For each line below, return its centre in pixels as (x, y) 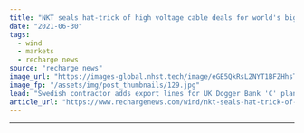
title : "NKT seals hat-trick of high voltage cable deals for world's (145, 18)
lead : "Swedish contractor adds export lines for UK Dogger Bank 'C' (143, 93)
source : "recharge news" (56, 69)
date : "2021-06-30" (46, 26)
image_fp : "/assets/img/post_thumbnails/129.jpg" (105, 85)
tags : (19, 34)
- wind (30, 43)
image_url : (30, 77)
